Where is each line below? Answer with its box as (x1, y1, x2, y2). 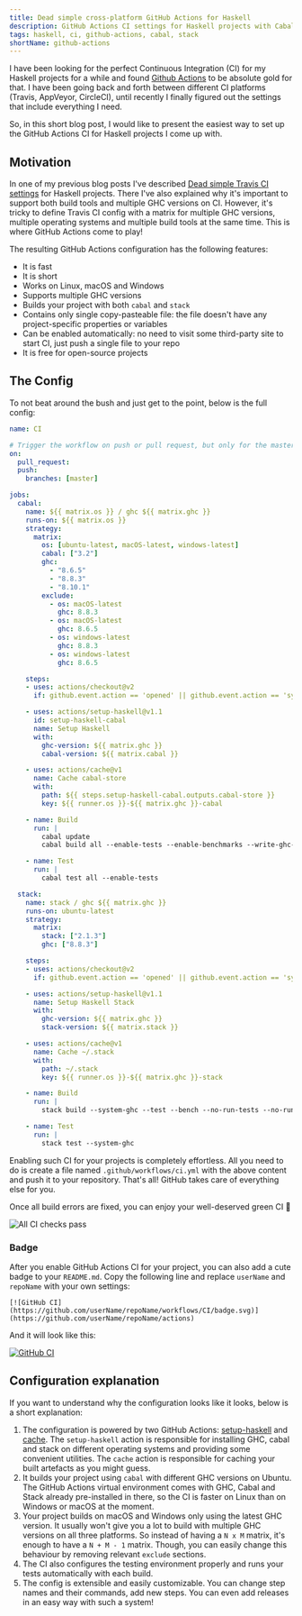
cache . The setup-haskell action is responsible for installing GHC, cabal (22, 1434, 290, 1445)
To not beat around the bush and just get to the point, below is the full (9, 397, 268, 408)
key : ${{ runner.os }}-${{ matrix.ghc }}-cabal (41, 799, 223, 808)
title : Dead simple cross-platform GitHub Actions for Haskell (9, 13, 252, 23)
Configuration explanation (9, 1374, 160, 1389)
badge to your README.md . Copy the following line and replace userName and (9, 1271, 286, 1282)
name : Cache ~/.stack (32, 1047, 115, 1056)
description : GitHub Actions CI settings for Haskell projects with (9, 22, 271, 31)
